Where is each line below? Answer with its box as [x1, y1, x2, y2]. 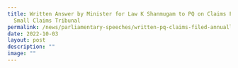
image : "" [7, 50, 37, 57]
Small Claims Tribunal [13, 17, 81, 24]
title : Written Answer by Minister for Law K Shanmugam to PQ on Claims [7, 10, 227, 18]
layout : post [7, 37, 46, 44]
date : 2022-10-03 [7, 30, 59, 38]
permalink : [7, 23, 40, 30]
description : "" [7, 43, 55, 50]
